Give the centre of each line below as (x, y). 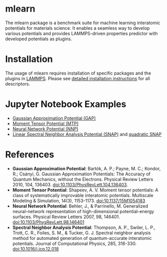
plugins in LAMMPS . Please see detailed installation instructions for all (78, 78)
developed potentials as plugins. (39, 39)
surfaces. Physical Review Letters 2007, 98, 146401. (66, 217)
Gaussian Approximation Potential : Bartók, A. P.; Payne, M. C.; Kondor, (87, 168)
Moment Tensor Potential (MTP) (45, 123)
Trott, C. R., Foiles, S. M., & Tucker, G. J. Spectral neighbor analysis (81, 233)
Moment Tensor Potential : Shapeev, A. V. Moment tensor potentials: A (85, 190)
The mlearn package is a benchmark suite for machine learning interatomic (83, 23)
